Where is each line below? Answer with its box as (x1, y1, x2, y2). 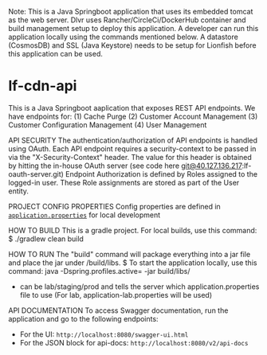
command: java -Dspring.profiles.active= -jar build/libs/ (8, 266, 190, 275)
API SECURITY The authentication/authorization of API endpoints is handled (8, 135, 257, 145)
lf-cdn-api (8, 77, 77, 95)
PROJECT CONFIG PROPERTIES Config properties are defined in (8, 201, 221, 211)
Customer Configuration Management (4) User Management (8, 119, 207, 130)
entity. (8, 186, 29, 196)
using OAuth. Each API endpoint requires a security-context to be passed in (8, 143, 257, 154)
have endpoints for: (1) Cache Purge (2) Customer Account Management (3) (8, 111, 258, 121)
